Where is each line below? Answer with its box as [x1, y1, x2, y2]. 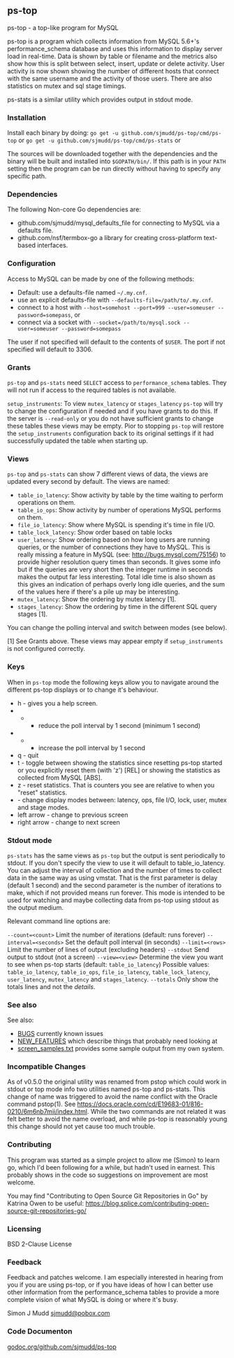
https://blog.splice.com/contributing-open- [85, 1199, 210, 1207]
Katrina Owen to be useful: [7, 1199, 85, 1207]
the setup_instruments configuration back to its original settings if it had [7, 429, 214, 437]
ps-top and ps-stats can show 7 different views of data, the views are [7, 470, 208, 478]
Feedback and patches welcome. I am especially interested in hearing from [7, 1273, 224, 1282]
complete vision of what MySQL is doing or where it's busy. [7, 1296, 179, 1304]
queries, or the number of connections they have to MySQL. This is [17, 543, 211, 552]
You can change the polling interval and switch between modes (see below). [7, 624, 228, 632]
